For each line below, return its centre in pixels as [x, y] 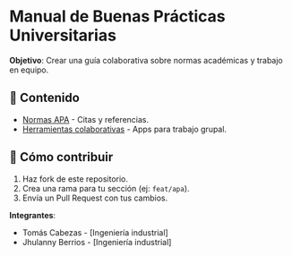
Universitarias [63, 35]
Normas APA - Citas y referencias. [86, 119]
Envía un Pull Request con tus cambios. [95, 198]
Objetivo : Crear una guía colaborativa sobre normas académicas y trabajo [146, 60]
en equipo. [29, 70]
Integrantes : [33, 215]
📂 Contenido [45, 98]
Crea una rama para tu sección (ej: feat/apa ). [106, 188]
